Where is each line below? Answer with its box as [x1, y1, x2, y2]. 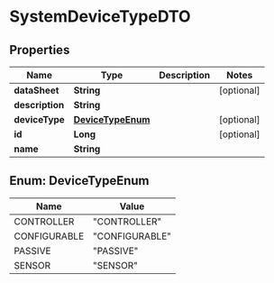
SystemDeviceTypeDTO [9, 6, 191, 27]
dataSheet [14, 84, 59, 96]
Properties [9, 42, 70, 58]
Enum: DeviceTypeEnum [9, 173, 151, 188]
